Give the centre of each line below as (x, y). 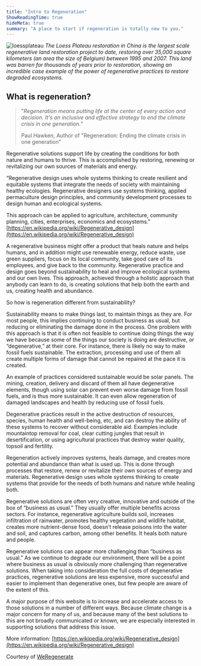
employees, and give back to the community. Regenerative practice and (95, 265)
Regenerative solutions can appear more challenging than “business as (94, 552)
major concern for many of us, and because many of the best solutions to (97, 614)
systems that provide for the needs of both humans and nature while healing (100, 483)
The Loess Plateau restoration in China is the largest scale (117, 46)
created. (16, 365)
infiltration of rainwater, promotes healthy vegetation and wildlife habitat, (96, 520)
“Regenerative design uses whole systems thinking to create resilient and (97, 178)
